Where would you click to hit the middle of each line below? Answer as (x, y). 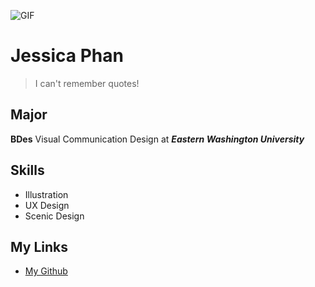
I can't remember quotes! (87, 83)
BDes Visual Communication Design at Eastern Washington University (157, 139)
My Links (39, 246)
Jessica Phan (67, 56)
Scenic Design (54, 216)
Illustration (46, 194)
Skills (27, 170)
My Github (46, 271)
